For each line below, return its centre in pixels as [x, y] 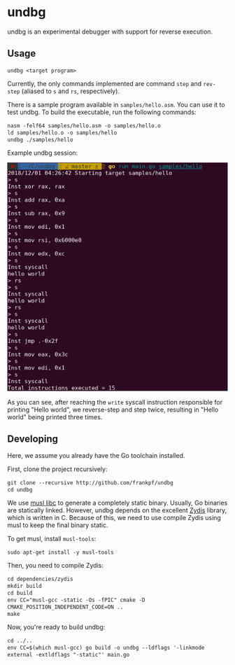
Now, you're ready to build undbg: [56, 627]
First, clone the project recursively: [57, 469]
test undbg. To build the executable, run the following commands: [102, 112]
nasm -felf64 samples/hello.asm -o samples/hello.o [84, 126]
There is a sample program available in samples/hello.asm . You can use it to [116, 104]
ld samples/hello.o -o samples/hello [62, 133]
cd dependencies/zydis [40, 579]
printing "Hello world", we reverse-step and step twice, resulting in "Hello [113, 409]
